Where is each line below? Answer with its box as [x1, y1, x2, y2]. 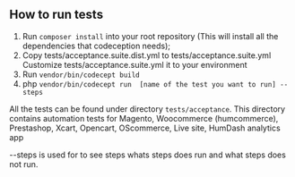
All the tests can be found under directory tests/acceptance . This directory [9, 103, 285, 114]
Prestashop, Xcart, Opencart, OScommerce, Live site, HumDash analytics [9, 122, 281, 133]
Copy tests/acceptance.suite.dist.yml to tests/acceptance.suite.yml [22, 49, 272, 61]
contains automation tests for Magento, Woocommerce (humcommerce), [9, 113, 279, 123]
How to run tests [9, 7, 104, 22]
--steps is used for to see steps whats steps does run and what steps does [9, 149, 287, 160]
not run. [9, 158, 39, 169]
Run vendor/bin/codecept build [22, 69, 141, 80]
